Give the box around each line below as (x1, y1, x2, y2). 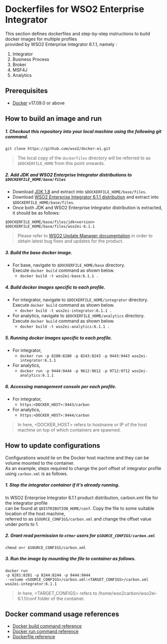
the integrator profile (5, 500, 48, 506)
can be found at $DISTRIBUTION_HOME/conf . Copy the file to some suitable (5, 505, 154, 511)
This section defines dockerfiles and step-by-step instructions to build (5, 30, 150, 36)
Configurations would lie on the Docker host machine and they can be (5, 455, 149, 461)
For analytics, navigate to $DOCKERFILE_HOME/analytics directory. (12, 313, 145, 319)
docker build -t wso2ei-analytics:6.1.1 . (19, 324, 110, 329)
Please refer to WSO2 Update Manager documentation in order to (17, 233, 153, 239)
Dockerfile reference (12, 634, 55, 640)
